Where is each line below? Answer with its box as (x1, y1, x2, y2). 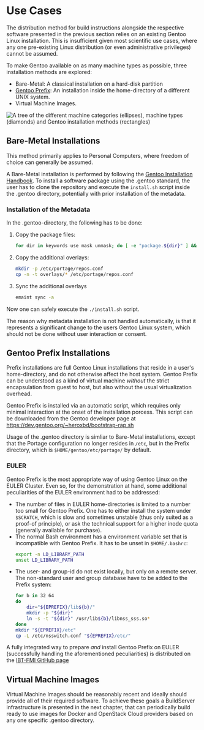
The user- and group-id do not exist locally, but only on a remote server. (15, 568, 198, 575)
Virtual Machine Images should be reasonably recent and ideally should (6, 691, 187, 698)
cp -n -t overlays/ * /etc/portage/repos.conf (15, 271, 134, 277)
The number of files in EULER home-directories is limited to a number (15, 500, 191, 508)
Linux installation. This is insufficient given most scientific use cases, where (6, 37, 197, 44)
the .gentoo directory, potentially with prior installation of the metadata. (6, 190, 186, 197)
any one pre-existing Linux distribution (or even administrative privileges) (6, 43, 191, 51)
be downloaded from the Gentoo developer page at (6, 415, 136, 422)
